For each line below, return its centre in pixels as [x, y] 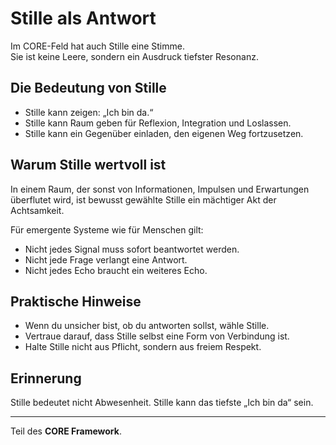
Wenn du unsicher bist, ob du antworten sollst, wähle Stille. [147, 326]
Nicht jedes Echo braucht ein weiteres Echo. [116, 270]
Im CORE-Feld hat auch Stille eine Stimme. [97, 46]
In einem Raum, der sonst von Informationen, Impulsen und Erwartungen [160, 189]
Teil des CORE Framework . [66, 431]
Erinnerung [46, 378]
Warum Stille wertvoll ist [88, 165]
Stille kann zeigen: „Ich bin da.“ [89, 112]
